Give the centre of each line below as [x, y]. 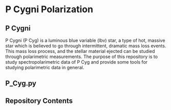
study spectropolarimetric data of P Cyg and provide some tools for [77, 62]
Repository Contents [39, 101]
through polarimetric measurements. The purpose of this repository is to [81, 57]
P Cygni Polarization [49, 9]
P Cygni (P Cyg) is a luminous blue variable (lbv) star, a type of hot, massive [85, 40]
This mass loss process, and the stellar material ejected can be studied [80, 51]
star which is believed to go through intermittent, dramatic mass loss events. [86, 46]
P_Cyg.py [21, 83]
